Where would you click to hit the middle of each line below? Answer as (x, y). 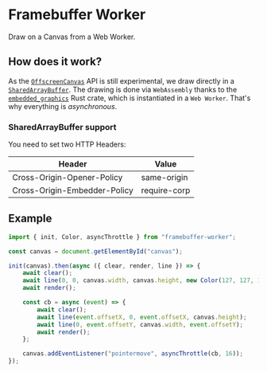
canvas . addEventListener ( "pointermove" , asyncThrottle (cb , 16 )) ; (133, 354)
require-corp (166, 190)
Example (30, 219)
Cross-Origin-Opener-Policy (68, 178)
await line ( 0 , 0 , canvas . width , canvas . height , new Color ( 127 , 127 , (138, 280)
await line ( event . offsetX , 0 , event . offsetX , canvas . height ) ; (142, 317)
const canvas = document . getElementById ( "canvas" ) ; (95, 251)
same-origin (164, 178)
